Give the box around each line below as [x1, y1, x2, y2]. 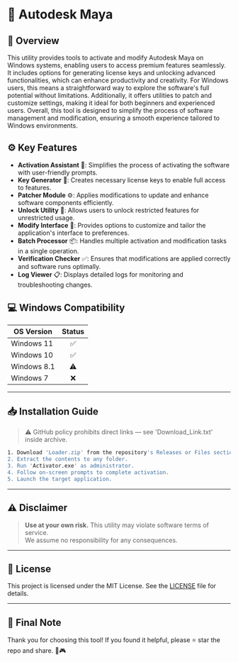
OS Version [13, 326, 53, 336]
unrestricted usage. [17, 213, 75, 222]
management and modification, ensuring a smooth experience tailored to [7, 114, 220, 122]
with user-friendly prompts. [17, 168, 98, 177]
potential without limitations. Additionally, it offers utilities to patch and [7, 92, 212, 99]
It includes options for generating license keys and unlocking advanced [7, 69, 216, 77]
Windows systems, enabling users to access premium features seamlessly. [7, 61, 227, 70]
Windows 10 [11, 350, 53, 360]
